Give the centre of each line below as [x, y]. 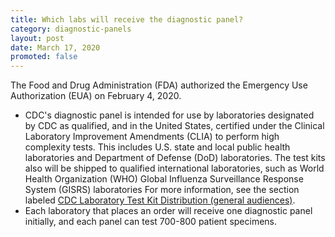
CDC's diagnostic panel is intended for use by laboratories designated [169, 115]
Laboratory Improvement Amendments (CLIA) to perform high [152, 137]
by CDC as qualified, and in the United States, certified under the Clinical [174, 126]
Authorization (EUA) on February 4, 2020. [96, 96]
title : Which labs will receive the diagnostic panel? [127, 19]
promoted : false [44, 57]
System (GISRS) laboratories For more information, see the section [162, 190]
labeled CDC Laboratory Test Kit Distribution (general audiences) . [160, 200]
